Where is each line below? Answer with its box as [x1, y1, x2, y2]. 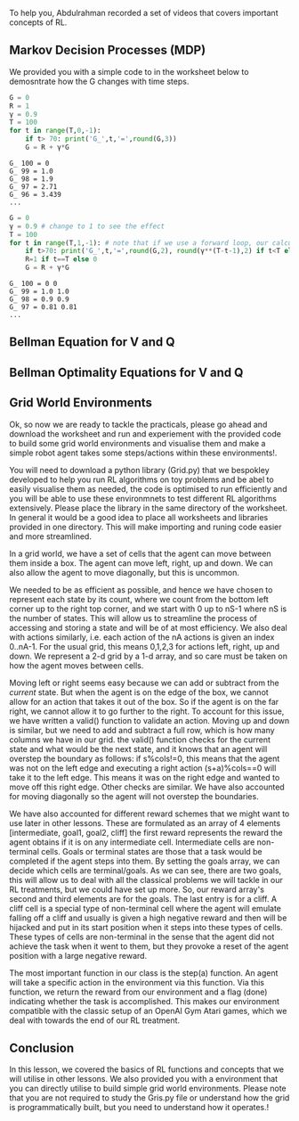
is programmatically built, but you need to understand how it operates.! [9, 1102, 270, 1113]
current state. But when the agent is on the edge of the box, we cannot [9, 686, 269, 698]
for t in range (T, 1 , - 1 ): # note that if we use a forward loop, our [9, 238, 269, 248]
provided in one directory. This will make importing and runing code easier [9, 521, 282, 532]
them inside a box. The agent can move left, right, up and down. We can [9, 557, 273, 569]
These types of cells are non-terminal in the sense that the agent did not [9, 931, 275, 942]
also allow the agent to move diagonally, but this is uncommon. [9, 567, 240, 577]
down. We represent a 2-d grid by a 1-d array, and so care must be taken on [9, 651, 287, 661]
